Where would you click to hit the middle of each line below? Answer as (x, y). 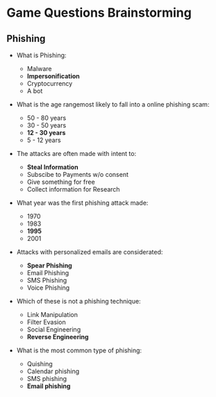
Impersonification (53, 76)
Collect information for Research (73, 189)
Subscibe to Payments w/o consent (78, 174)
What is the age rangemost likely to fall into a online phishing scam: (113, 104)
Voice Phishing (48, 288)
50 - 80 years (47, 118)
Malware (40, 69)
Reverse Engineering (58, 337)
